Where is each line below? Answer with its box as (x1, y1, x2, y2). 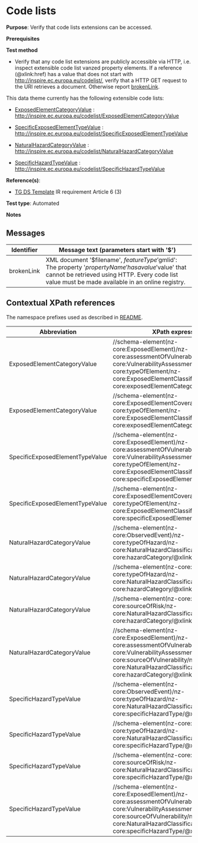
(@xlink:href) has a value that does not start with (14, 70, 133, 77)
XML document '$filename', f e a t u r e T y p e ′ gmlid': (45, 256, 177, 264)
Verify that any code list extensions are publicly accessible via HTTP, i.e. (14, 58, 192, 65)
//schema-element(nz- (113, 524, 179, 532)
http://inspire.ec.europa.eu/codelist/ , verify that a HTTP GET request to (14, 77, 187, 84)
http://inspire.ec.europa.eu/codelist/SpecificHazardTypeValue (14, 165, 165, 172)
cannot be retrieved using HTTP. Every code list (45, 270, 179, 279)
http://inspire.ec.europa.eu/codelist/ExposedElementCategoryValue (14, 112, 179, 119)
